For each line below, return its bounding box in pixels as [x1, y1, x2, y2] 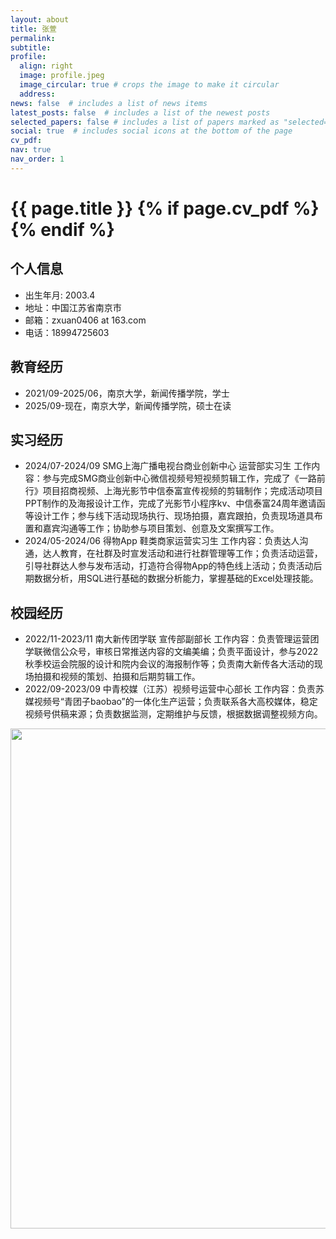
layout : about [10, 14, 70, 25]
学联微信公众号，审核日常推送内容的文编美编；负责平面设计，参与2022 [24, 646, 319, 658]
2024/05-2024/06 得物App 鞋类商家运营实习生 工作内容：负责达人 [24, 535, 300, 547]
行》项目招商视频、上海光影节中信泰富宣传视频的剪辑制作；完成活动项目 [24, 485, 323, 497]
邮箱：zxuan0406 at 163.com [24, 314, 147, 326]
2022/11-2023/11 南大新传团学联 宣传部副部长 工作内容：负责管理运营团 [24, 633, 320, 645]
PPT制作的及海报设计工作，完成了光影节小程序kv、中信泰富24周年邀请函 [24, 497, 326, 510]
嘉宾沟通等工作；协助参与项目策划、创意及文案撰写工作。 [42, 522, 280, 535]
